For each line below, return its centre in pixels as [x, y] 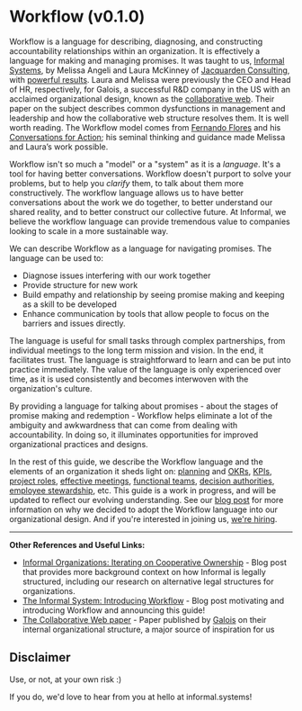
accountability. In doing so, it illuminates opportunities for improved [134, 435]
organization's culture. [51, 388]
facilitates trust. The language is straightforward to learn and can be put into [150, 360]
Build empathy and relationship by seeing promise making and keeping [153, 294]
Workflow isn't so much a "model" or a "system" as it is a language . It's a [145, 164]
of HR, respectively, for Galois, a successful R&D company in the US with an [150, 89]
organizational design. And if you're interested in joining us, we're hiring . [143, 518]
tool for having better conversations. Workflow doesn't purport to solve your [151, 174]
